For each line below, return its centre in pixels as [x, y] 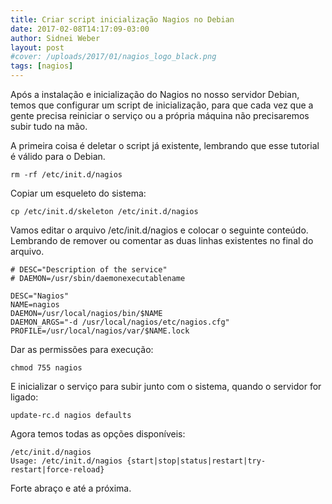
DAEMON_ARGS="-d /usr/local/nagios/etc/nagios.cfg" [120, 322]
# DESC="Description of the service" [89, 270]
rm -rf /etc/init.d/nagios [66, 175]
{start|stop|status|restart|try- [196, 461]
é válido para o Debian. [58, 156]
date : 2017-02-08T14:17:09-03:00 [80, 29]
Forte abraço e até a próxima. [71, 488]
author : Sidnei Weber [55, 38]
